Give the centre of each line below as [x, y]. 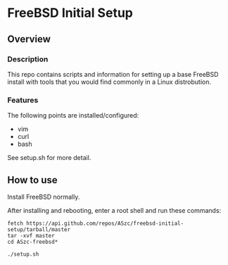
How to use [32, 180]
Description [28, 59]
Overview [29, 39]
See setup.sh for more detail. [49, 158]
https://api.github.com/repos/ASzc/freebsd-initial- [105, 223]
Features [23, 100]
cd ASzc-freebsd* [33, 242]
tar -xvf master [31, 235]
